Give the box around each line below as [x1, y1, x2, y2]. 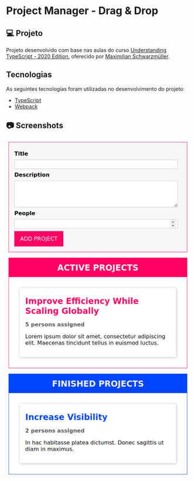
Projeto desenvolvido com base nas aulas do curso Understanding [6, 47, 167, 53]
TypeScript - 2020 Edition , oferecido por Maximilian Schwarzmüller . [6, 53, 170, 60]
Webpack [14, 103, 38, 110]
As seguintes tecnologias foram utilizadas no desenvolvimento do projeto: [6, 85, 185, 92]
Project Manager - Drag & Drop [6, 4, 158, 18]
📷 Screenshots [6, 121, 63, 131]
